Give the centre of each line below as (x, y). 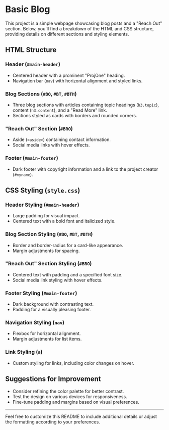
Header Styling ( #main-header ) (42, 205)
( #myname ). (23, 174)
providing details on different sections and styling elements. (67, 34)
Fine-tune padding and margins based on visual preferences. (76, 402)
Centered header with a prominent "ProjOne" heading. (69, 75)
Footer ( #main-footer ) (32, 158)
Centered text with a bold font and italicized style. (64, 221)
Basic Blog (28, 9)
